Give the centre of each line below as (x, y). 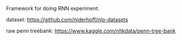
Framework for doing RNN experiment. (53, 8)
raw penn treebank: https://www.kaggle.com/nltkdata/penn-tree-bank (91, 31)
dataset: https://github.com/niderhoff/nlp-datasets (67, 19)
